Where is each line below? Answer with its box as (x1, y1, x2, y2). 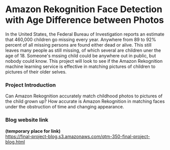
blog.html (5, 138, 25, 145)
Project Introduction (5, 81, 56, 88)
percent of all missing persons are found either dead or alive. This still (5, 42, 152, 48)
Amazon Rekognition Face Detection (5, 4, 163, 15)
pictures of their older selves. (5, 68, 67, 74)
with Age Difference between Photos (5, 14, 164, 26)
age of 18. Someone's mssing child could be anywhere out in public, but (5, 52, 156, 59)
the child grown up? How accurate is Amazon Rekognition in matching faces (5, 98, 165, 104)
